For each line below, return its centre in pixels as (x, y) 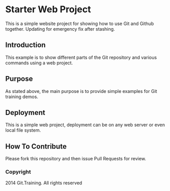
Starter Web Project (48, 9)
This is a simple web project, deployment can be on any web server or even (85, 125)
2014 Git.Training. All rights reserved (44, 183)
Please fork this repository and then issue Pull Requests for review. (76, 159)
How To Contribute (36, 146)
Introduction (26, 45)
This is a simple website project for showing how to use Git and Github (80, 23)
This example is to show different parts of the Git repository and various (81, 57)
